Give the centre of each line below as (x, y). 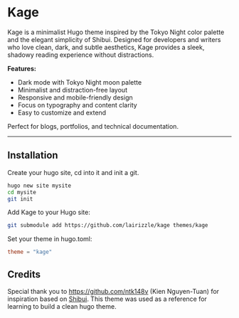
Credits (24, 274)
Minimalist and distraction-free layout (73, 90)
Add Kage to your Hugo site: (49, 212)
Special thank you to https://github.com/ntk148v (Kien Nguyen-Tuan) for (113, 291)
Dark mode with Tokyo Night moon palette (80, 82)
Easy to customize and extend (62, 112)
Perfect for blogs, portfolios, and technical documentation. (93, 126)
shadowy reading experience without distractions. (81, 55)
